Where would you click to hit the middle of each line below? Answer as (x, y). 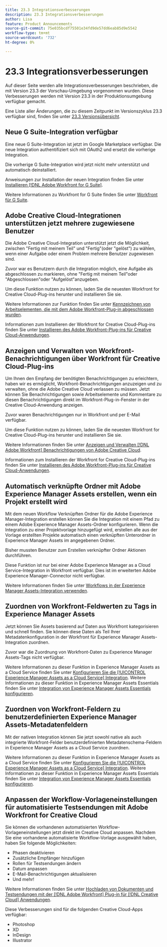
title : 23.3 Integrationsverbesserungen (48, 10)
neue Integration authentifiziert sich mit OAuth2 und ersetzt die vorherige (81, 149)
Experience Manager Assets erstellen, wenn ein (81, 494)
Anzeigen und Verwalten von (51, 351)
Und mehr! (23, 879)
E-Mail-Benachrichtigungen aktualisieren (54, 874)
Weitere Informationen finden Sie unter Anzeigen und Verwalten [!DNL (77, 445)
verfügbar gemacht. (26, 101)
